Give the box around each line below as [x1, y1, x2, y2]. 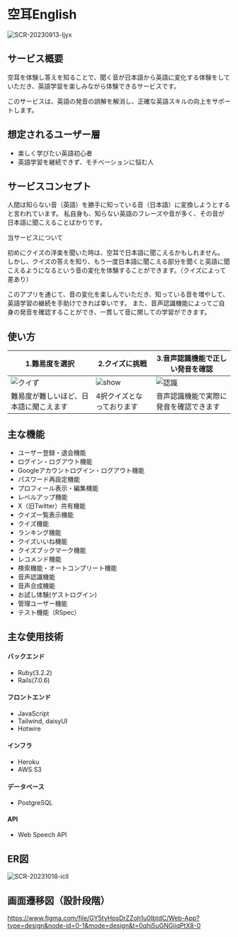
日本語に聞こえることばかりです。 [7, 218, 106, 227]
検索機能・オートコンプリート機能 [17, 564, 118, 572]
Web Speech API [17, 831, 67, 839]
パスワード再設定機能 [17, 475, 80, 483]
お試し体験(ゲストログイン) [17, 591, 98, 598]
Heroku [17, 757, 40, 766]
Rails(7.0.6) [17, 676, 50, 684]
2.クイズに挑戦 [98, 359, 147, 369]
